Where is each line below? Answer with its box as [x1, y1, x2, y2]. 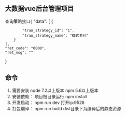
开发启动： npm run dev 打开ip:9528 [12, 100, 84, 105]
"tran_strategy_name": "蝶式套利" [22, 33, 89, 38]
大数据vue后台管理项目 [5, 4, 74, 13]
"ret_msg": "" [5, 50, 34, 55]
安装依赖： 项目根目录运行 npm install [12, 93, 87, 99]
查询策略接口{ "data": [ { [5, 18, 53, 24]
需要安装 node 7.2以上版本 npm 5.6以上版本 [12, 87, 99, 93]
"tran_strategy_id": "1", [22, 28, 75, 33]
